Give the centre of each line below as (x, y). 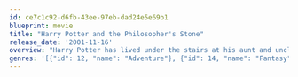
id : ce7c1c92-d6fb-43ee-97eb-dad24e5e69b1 (89, 17)
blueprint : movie (41, 26)
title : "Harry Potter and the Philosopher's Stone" (106, 34)
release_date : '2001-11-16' (61, 42)
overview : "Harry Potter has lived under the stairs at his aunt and (141, 50)
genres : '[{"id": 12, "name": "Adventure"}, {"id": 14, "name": (130, 58)
